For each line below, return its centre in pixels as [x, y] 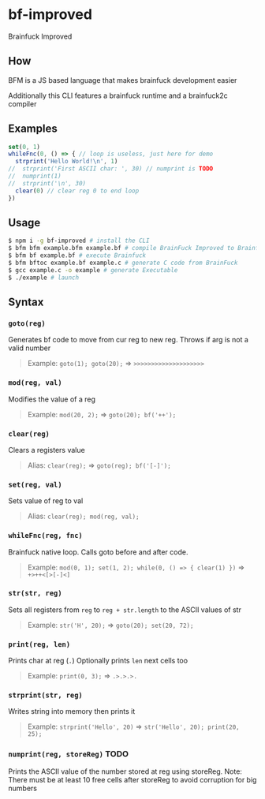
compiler [22, 103]
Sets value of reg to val [46, 501]
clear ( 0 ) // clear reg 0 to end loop [77, 191]
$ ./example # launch [44, 278]
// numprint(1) [35, 176]
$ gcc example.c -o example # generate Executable [93, 270]
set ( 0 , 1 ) [24, 147]
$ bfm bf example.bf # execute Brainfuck [77, 256]
